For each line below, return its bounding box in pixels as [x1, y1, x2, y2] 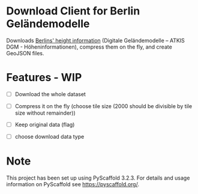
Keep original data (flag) [14, 121, 75, 128]
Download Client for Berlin [6, 4, 140, 18]
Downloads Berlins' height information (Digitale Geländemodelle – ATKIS [6, 37, 185, 44]
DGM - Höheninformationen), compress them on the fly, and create [6, 43, 172, 50]
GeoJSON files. [6, 49, 44, 56]
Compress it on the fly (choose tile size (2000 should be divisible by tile [14, 102, 193, 109]
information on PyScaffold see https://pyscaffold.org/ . [6, 181, 140, 188]
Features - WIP [6, 71, 82, 85]
